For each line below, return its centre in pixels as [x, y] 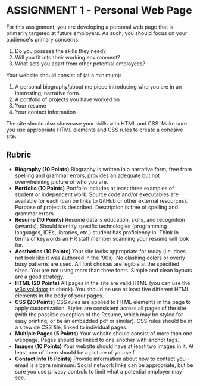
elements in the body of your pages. [59, 296]
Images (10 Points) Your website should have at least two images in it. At [104, 346]
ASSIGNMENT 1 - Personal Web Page [99, 10]
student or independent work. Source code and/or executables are [96, 194]
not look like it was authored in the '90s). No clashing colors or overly [100, 258]
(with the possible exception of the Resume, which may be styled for [99, 314]
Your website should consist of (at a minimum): [64, 75]
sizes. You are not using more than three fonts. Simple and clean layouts [103, 270]
